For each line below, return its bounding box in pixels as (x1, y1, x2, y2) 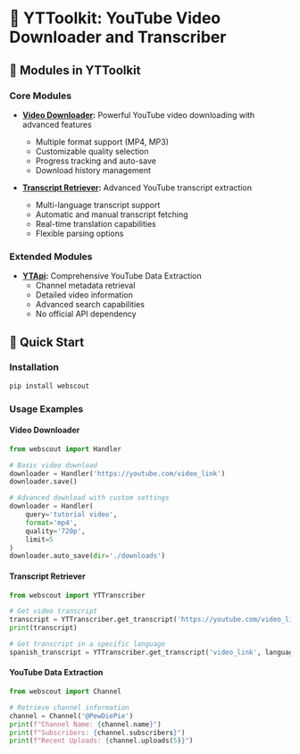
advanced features (21, 119, 92, 130)
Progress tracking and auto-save (35, 155, 156, 166)
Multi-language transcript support (35, 199, 161, 210)
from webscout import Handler (9, 444, 122, 454)
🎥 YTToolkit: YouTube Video (9, 8, 221, 29)
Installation (9, 361, 60, 373)
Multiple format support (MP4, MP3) (35, 136, 170, 147)
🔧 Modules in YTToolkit (9, 63, 141, 78)
